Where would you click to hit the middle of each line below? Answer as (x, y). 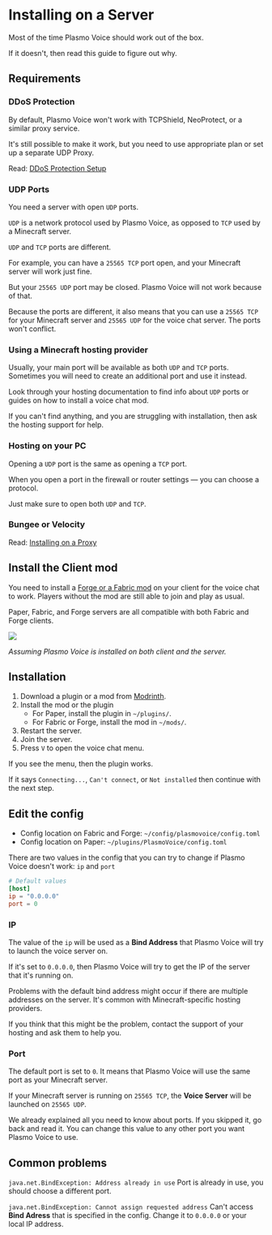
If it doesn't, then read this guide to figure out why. (93, 53)
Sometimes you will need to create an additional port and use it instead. (127, 376)
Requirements (45, 79)
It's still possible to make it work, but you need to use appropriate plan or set (136, 144)
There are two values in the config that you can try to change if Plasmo (127, 857)
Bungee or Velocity (47, 525)
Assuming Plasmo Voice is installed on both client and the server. (117, 651)
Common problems (58, 1163)
